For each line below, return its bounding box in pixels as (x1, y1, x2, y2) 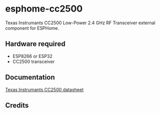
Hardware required (5, 40, 66, 48)
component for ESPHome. (5, 25, 59, 31)
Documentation (5, 73, 55, 82)
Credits (5, 101, 29, 109)
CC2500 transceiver (12, 59, 55, 65)
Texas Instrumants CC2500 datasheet (5, 86, 84, 92)
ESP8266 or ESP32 (12, 53, 53, 59)
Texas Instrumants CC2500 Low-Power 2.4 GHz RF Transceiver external (5, 20, 155, 26)
